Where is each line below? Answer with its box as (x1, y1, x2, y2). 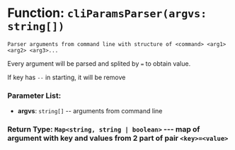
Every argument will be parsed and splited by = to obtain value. (7, 59, 191, 68)
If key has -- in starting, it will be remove (7, 73, 126, 81)
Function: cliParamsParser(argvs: (7, 5, 207, 21)
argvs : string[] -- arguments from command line (17, 107, 163, 115)
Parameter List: (7, 91, 62, 100)
